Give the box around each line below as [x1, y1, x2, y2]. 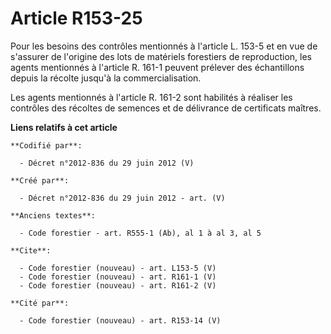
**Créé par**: [10, 175, 70, 186]
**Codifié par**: [10, 140, 83, 151]
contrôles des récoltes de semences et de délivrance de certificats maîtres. [10, 102, 322, 114]
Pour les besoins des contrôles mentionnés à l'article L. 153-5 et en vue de [10, 40, 318, 52]
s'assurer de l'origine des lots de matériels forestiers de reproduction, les [10, 50, 312, 62]
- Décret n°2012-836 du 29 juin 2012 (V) [19, 158, 195, 168]
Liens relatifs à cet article [10, 121, 118, 133]
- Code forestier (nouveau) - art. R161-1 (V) [19, 272, 217, 282]
